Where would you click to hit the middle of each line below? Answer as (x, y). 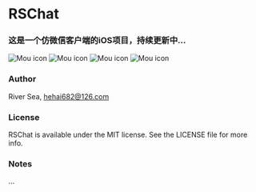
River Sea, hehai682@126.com (59, 96)
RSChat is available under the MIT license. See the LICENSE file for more (128, 135)
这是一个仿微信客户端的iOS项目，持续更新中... (97, 41)
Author (22, 79)
